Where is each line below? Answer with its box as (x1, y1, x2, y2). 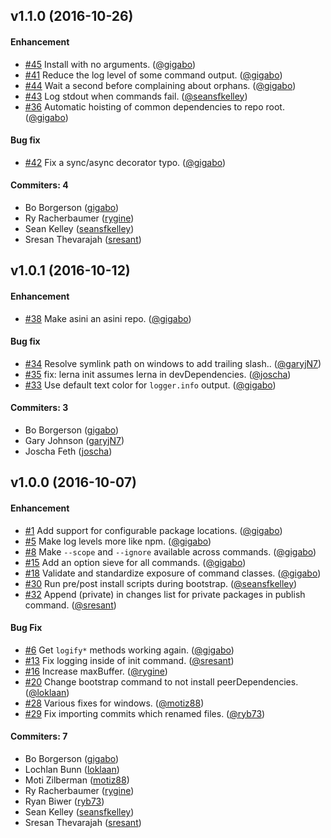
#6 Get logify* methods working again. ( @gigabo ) (24, 644, 235, 656)
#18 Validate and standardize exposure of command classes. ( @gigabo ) (24, 567, 322, 579)
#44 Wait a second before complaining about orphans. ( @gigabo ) (24, 79, 297, 91)
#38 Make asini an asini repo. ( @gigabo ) (24, 312, 192, 324)
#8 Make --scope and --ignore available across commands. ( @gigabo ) (24, 545, 317, 558)
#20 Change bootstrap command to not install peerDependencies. (24, 675, 299, 688)
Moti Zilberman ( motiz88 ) (24, 774, 130, 786)
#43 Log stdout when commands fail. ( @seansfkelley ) (24, 90, 248, 102)
